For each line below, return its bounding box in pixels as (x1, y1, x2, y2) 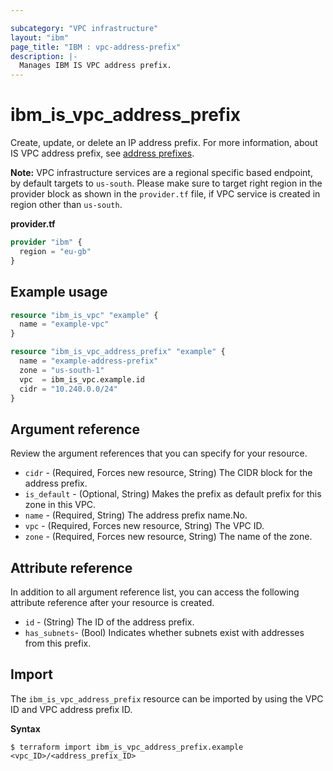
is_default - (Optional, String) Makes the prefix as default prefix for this (24, 488, 322, 500)
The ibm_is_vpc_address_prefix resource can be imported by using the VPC (10, 692, 324, 705)
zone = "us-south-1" (19, 365, 105, 375)
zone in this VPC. (24, 499, 97, 511)
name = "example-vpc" (19, 319, 110, 330)
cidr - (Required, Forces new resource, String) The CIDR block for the (24, 467, 313, 479)
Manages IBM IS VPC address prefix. (19, 61, 172, 71)
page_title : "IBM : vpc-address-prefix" (10, 42, 182, 52)
